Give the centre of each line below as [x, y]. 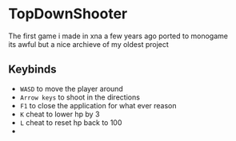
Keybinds [33, 70]
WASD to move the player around [72, 88]
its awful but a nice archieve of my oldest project [89, 44]
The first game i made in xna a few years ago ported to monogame [118, 36]
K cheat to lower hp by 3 [60, 114]
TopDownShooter [68, 14]
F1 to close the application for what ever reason [98, 105]
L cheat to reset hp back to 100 [71, 122]
